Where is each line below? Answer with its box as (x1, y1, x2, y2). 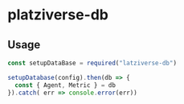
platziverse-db (7, 6, 109, 24)
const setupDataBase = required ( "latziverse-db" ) (7, 59, 178, 67)
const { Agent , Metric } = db (14, 81, 116, 89)
